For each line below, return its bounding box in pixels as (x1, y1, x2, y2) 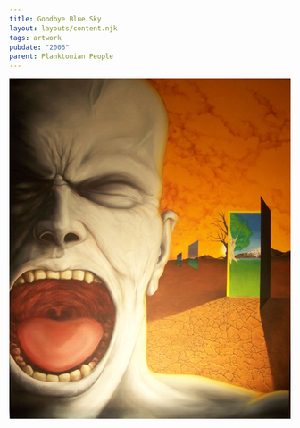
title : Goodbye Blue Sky (9, 14, 102, 23)
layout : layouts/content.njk (9, 23, 118, 33)
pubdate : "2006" (9, 43, 70, 52)
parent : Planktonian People (9, 52, 114, 62)
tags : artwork (9, 33, 62, 42)
